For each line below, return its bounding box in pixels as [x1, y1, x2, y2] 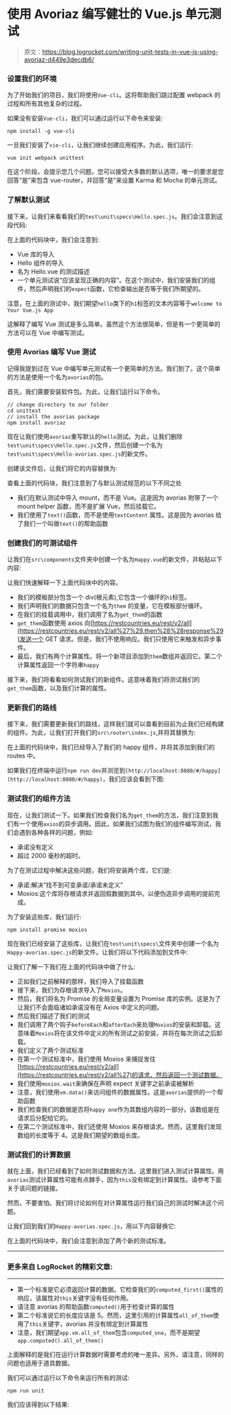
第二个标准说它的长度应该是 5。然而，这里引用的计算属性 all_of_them [16, 1311, 213, 1320]
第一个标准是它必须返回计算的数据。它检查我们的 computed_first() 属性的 [16, 1285, 223, 1294]
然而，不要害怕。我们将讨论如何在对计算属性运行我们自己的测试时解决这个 [7, 1199, 218, 1207]
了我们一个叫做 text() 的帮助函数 [16, 519, 109, 527]
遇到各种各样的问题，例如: [19, 828, 94, 836]
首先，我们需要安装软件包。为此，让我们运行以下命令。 [7, 387, 164, 396]
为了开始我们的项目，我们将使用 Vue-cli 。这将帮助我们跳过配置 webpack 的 [7, 91, 221, 99]
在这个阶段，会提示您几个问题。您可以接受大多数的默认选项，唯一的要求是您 [7, 167, 224, 176]
